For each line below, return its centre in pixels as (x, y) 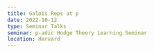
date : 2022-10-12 (32, 20)
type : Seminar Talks (37, 26)
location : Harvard (34, 39)
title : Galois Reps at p (43, 13)
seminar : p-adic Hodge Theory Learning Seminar (77, 33)
